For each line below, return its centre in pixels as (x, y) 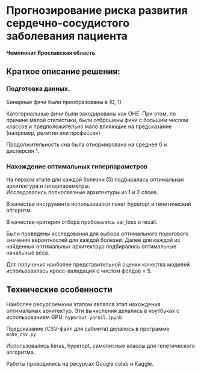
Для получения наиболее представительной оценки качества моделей (98, 264)
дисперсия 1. (23, 150)
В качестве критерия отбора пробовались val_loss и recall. (82, 222)
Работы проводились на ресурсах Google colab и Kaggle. (80, 363)
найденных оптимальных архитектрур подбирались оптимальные (91, 246)
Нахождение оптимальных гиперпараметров (77, 166)
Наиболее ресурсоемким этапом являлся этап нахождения (83, 304)
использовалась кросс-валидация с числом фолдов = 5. (79, 271)
